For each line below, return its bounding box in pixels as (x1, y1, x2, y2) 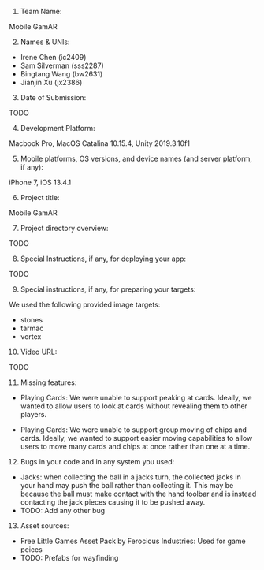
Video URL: (20, 347, 58, 356)
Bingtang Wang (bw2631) (20, 69, 103, 78)
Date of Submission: (20, 93, 87, 102)
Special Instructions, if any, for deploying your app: (20, 254, 187, 263)
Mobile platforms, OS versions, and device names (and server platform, (20, 154, 253, 163)
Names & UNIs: (20, 37, 70, 47)
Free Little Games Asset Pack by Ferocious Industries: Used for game (20, 536, 247, 546)
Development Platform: (20, 124, 95, 132)
